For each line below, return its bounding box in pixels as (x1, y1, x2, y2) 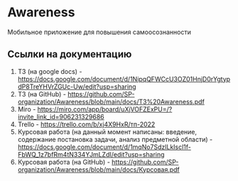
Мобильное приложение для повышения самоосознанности (7, 28, 192, 36)
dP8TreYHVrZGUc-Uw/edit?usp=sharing (17, 82, 136, 91)
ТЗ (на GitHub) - (17, 89, 66, 98)
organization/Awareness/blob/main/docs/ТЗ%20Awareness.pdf (17, 97, 205, 106)
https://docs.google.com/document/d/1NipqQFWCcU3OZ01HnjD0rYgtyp (17, 75, 231, 83)
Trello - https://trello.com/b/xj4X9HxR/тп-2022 (17, 120, 156, 128)
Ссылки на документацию (7, 48, 132, 60)
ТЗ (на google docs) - (17, 67, 82, 75)
